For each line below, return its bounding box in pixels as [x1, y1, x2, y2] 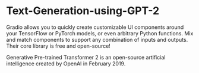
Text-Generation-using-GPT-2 [6, 4, 160, 18]
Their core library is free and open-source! [6, 42, 111, 49]
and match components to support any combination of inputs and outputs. [6, 36, 188, 43]
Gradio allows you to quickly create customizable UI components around [6, 24, 184, 31]
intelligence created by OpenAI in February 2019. [6, 60, 126, 67]
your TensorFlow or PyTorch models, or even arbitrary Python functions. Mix [6, 29, 194, 36]
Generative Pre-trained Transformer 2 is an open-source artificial [6, 54, 166, 61]
